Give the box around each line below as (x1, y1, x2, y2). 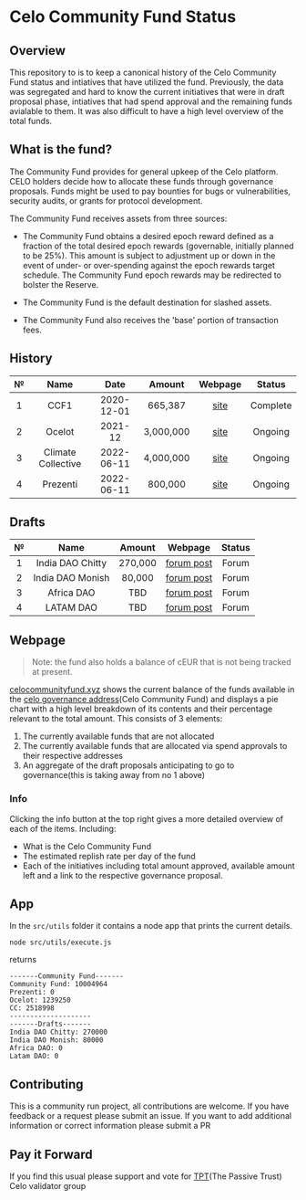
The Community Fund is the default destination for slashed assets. (22, 297, 272, 308)
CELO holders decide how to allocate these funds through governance (9, 175, 274, 186)
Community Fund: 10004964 (9, 980, 107, 989)
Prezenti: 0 (9, 988, 55, 997)
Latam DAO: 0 (9, 1052, 59, 1061)
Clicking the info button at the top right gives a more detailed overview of (9, 813, 284, 824)
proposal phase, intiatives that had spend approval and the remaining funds (9, 96, 293, 107)
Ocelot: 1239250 (9, 995, 71, 1005)
